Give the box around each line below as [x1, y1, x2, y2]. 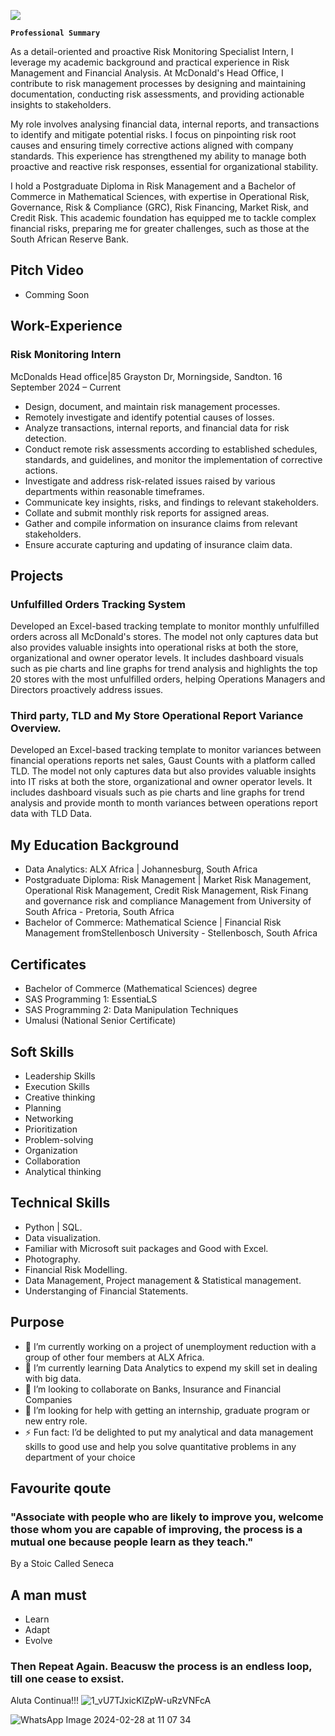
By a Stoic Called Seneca [10, 1558, 115, 1570]
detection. [24, 432, 67, 444]
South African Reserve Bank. [10, 233, 130, 245]
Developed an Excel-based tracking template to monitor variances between [10, 744, 322, 756]
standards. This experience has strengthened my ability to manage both [10, 150, 307, 162]
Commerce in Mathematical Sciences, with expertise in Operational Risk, [10, 191, 310, 202]
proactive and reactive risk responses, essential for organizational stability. [10, 161, 319, 172]
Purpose [10, 1314, 65, 1331]
